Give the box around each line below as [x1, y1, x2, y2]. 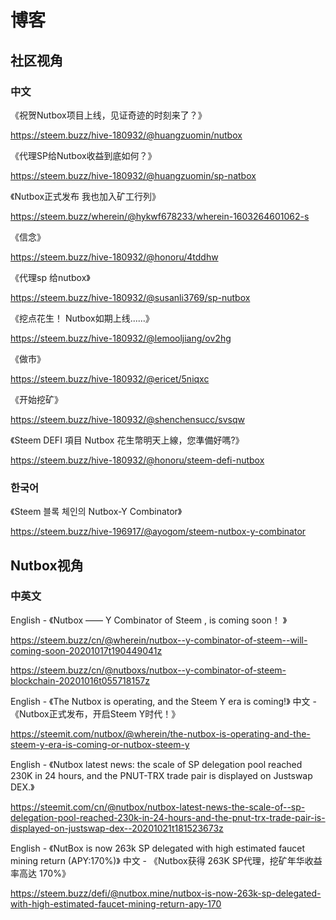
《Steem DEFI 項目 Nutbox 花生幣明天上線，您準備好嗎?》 [10, 434, 245, 446]
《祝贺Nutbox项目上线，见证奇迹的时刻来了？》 [10, 109, 207, 121]
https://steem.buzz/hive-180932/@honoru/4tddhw [10, 251, 219, 263]
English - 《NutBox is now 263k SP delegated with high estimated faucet [10, 842, 306, 854]
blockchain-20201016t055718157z [10, 674, 151, 686]
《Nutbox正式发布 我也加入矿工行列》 [10, 190, 162, 202]
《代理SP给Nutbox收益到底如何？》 [10, 149, 157, 161]
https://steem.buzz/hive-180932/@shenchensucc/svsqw [10, 413, 246, 425]
